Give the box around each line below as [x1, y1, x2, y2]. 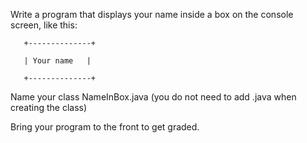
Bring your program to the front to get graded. [10, 121, 200, 133]
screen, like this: [10, 19, 78, 31]
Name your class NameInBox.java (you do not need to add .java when [10, 91, 297, 103]
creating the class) [10, 102, 88, 113]
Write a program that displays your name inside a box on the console [10, 9, 294, 20]
